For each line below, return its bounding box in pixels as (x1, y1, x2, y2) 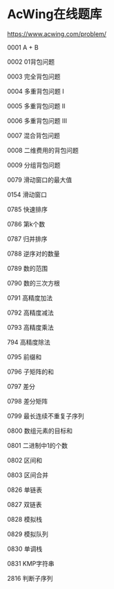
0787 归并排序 (7, 234, 48, 243)
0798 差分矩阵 (7, 397, 48, 405)
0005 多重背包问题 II (7, 101, 66, 110)
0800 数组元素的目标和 (7, 426, 73, 435)
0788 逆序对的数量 (7, 249, 60, 258)
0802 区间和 (7, 456, 43, 464)
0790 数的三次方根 (7, 279, 60, 287)
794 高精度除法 (7, 338, 50, 346)
